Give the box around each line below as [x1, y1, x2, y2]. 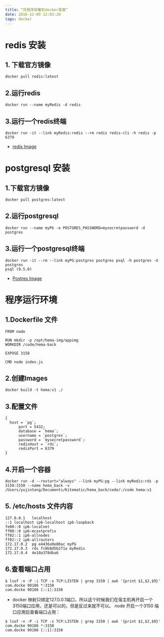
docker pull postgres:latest [5, 197, 65, 202]
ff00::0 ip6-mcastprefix [5, 528, 56, 534]
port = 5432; [18, 425, 46, 429]
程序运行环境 [5, 294, 58, 305]
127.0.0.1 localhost [5, 515, 52, 520]
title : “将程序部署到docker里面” [5, 7, 68, 12]
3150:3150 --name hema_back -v [5, 483, 70, 488]
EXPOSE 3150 [5, 351, 30, 355]
